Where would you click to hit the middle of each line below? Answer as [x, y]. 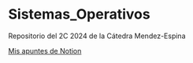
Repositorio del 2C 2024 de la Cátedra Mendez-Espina [97, 36]
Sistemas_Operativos [80, 14]
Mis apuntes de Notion [45, 51]
